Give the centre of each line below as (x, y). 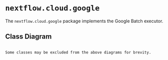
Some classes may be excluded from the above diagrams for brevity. (78, 52)
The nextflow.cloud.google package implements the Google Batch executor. (84, 21)
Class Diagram (28, 36)
